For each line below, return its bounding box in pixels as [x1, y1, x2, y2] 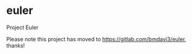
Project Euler [6, 24, 38, 31]
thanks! [6, 42, 26, 49]
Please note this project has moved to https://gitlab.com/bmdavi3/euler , [6, 35, 187, 42]
